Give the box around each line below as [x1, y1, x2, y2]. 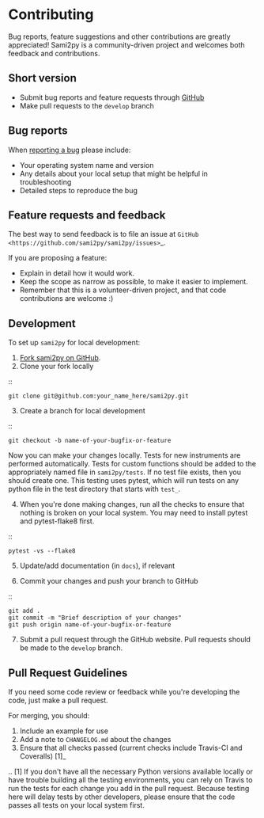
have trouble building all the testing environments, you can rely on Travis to [8, 775, 253, 785]
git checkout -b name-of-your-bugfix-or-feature [8, 437, 172, 445]
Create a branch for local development [19, 406, 146, 416]
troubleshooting [19, 177, 72, 187]
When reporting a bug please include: [8, 145, 131, 154]
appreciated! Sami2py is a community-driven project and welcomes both [8, 40, 245, 49]
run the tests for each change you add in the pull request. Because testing [8, 784, 250, 793]
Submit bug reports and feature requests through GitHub [19, 93, 205, 102]
